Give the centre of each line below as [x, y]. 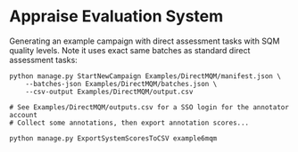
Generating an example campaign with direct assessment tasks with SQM [145, 41]
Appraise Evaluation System [116, 16]
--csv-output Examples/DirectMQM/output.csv [109, 92]
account [24, 115]
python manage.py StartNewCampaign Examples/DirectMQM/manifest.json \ [145, 76]
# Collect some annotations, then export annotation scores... [129, 123]
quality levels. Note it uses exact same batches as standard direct [130, 50]
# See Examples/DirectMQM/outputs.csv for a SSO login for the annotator [149, 107]
